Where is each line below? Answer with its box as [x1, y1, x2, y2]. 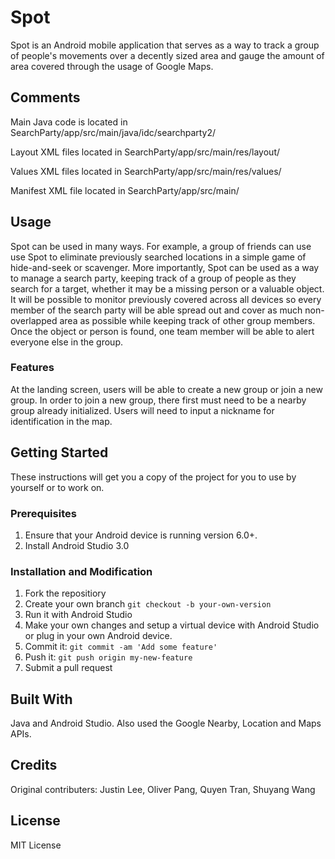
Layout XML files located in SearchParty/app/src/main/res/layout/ [10, 146, 281, 158]
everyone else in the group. [10, 336, 123, 348]
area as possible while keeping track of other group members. [59, 314, 316, 326]
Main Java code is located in [10, 116, 128, 128]
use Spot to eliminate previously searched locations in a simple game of [10, 251, 307, 263]
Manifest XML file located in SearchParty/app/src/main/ [10, 184, 240, 196]
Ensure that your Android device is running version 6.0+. [24, 529, 258, 541]
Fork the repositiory [24, 587, 107, 600]
